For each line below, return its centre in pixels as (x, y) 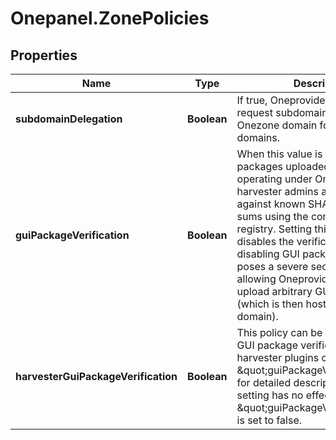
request (254, 112)
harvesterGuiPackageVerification (96, 376)
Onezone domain (277, 125)
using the (286, 216)
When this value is (279, 154)
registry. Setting (274, 229)
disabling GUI (268, 254)
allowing (256, 279)
